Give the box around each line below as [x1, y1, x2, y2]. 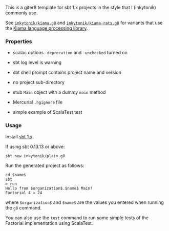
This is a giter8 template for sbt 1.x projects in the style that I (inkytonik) [5, 5, 156, 10]
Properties [5, 38, 32, 45]
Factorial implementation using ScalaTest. [5, 220, 93, 226]
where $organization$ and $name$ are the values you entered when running [5, 199, 164, 205]
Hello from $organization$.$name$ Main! [5, 185, 93, 191]
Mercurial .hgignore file [12, 99, 63, 106]
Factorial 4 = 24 [5, 190, 43, 195]
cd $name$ [5, 172, 27, 177]
